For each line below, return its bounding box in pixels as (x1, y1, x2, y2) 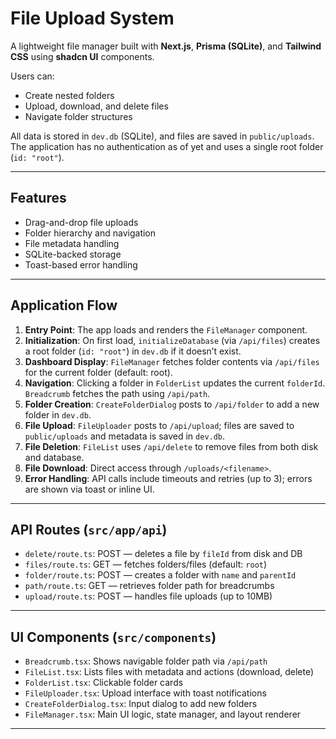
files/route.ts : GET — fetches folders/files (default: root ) (24, 558, 268, 571)
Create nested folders (24, 89, 115, 101)
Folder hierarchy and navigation (24, 227, 157, 239)
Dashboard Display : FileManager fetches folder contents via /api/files (24, 355, 320, 367)
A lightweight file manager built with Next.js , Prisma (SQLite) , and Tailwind (10, 40, 322, 52)
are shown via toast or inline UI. (24, 483, 155, 495)
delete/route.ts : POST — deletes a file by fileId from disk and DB (24, 548, 303, 560)
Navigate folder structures (24, 110, 133, 122)
